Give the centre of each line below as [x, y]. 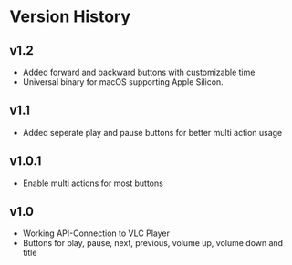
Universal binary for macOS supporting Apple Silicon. [123, 82]
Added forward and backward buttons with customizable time [139, 72]
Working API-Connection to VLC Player [96, 233]
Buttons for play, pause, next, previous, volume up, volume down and [153, 243]
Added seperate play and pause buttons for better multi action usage [152, 132]
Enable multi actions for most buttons [93, 183]
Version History [70, 17]
